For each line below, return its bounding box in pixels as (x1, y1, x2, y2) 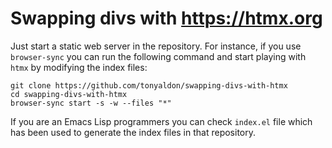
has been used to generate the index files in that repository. (10, 126, 257, 138)
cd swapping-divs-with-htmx (10, 89, 128, 99)
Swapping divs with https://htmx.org (10, 7, 323, 30)
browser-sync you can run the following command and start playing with (10, 50, 307, 62)
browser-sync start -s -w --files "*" (10, 98, 172, 108)
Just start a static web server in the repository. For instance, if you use (10, 40, 302, 52)
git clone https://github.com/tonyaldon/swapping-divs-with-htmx (10, 80, 288, 91)
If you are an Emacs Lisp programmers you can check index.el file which (10, 115, 313, 127)
